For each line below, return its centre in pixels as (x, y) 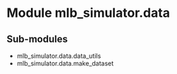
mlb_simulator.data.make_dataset (65, 63)
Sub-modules (37, 39)
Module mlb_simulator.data (88, 13)
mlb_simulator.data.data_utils (59, 56)
